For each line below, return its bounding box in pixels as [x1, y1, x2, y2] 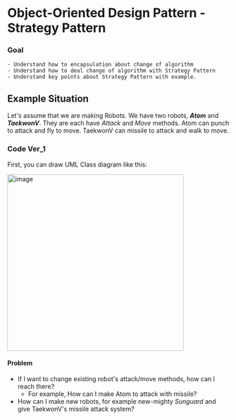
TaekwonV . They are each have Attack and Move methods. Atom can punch [7, 119, 230, 128]
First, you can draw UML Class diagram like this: [7, 160, 148, 169]
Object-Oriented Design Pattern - [7, 5, 206, 21]
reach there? [17, 382, 55, 390]
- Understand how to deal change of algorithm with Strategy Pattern [7, 67, 216, 75]
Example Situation [7, 92, 89, 104]
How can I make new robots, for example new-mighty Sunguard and [17, 397, 216, 405]
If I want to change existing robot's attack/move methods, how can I [17, 374, 216, 383]
